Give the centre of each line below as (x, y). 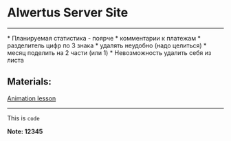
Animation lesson (32, 98)
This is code (23, 118)
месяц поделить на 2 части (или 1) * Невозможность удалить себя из (109, 52)
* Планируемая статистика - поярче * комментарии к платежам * (104, 38)
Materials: (29, 82)
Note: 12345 (25, 131)
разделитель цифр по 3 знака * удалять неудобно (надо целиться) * (107, 45)
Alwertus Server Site (68, 13)
